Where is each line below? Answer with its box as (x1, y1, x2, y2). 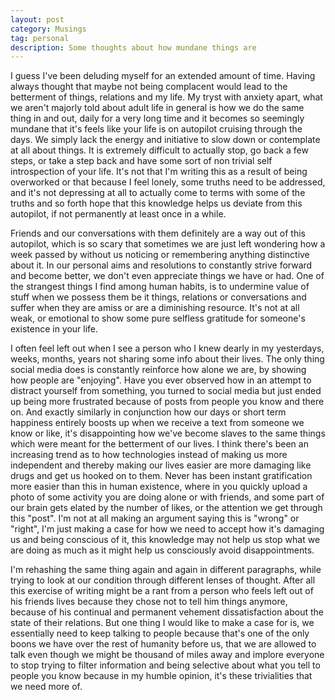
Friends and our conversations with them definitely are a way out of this (10, 227, 306, 240)
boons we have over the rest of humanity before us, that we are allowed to (10, 638, 317, 650)
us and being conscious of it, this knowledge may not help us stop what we (10, 534, 321, 546)
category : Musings (10, 24, 87, 34)
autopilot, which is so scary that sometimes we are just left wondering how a (10, 238, 326, 250)
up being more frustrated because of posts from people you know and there (10, 396, 325, 408)
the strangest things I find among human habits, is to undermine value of (10, 281, 310, 293)
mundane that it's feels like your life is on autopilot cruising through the (10, 123, 303, 135)
